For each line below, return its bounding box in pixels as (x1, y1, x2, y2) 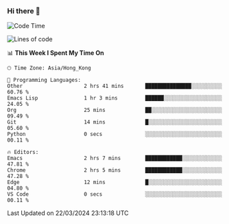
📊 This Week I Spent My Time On (7, 49, 104, 57)
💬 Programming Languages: (7, 77, 81, 84)
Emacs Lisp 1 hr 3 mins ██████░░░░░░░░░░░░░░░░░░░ (7, 95, 223, 102)
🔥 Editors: (7, 149, 39, 156)
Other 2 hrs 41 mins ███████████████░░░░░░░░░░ (7, 82, 223, 90)
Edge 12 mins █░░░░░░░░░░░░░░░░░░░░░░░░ (7, 179, 223, 186)
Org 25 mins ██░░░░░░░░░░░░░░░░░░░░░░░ (7, 107, 223, 114)
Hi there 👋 (7, 6, 41, 16)
